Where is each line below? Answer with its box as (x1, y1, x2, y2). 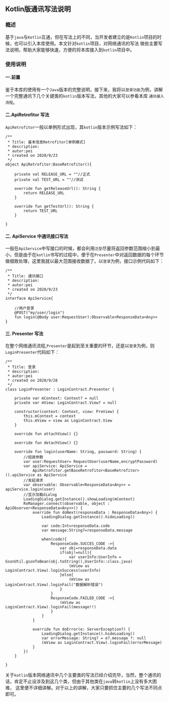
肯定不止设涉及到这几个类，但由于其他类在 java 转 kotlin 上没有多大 (14, 679, 153, 685)
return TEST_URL (23, 208, 58, 214)
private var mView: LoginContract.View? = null (14, 400, 117, 406)
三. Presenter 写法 (5, 330, 44, 336)
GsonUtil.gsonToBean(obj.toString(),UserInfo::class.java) (5, 559, 133, 564)
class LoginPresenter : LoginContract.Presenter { (5, 387, 115, 392)
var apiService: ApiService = (23, 464, 87, 469)
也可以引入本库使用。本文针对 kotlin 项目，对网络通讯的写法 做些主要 (14, 40, 158, 46)
